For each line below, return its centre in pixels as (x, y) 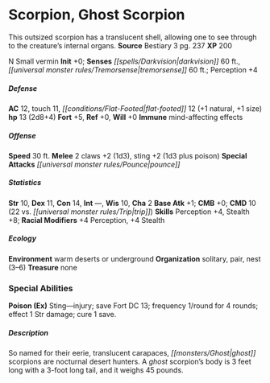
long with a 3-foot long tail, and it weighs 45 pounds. (96, 370)
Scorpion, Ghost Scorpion (97, 15)
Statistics (25, 183)
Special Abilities (41, 288)
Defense (23, 88)
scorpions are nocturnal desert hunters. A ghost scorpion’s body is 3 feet (130, 362)
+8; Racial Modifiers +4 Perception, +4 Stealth (87, 220)
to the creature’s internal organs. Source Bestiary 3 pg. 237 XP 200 (120, 45)
